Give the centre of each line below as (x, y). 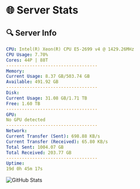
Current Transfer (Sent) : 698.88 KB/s (53, 136)
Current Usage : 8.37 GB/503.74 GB (48, 77)
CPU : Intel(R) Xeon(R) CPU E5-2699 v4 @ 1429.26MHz (70, 49)
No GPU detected (26, 120)
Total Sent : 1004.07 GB (35, 147)
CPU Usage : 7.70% (27, 54)
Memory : (15, 71)
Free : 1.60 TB (23, 104)
